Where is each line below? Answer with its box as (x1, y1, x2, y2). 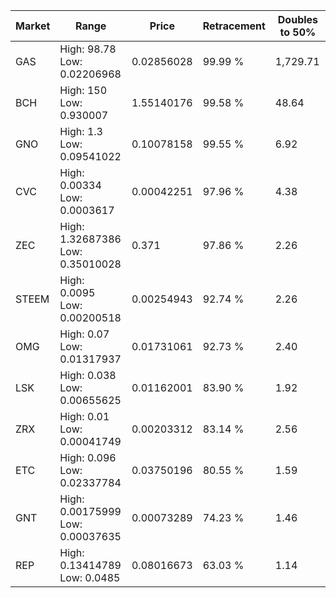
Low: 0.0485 (59, 571, 121, 584)
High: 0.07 (59, 327, 110, 341)
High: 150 (59, 84, 108, 97)
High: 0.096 (59, 451, 117, 464)
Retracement (202, 19, 266, 33)
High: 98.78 (59, 42, 117, 56)
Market (15, 19, 51, 33)
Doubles (277, 13, 319, 26)
